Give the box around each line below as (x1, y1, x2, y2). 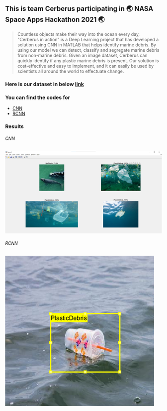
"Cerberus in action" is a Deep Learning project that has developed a (17, 36, 159, 42)
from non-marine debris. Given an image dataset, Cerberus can (17, 52, 148, 58)
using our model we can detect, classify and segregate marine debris (17, 47, 160, 53)
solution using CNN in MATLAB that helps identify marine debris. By (17, 42, 157, 48)
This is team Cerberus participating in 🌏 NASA (5, 4, 154, 13)
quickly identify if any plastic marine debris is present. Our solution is (17, 57, 159, 64)
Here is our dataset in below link (5, 81, 84, 88)
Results (5, 123, 24, 130)
